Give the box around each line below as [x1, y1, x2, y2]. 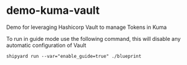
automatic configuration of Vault [6, 42, 86, 49]
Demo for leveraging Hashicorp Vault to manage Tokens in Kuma [6, 23, 167, 31]
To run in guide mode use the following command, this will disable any [6, 35, 181, 42]
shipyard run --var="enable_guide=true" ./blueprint [6, 53, 142, 59]
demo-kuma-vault [6, 4, 100, 17]
